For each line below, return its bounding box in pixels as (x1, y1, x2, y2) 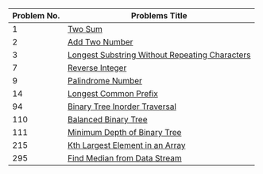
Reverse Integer (67, 63, 127, 73)
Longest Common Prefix (67, 88, 159, 99)
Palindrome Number (67, 75, 143, 86)
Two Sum (67, 24, 103, 34)
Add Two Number (67, 37, 133, 47)
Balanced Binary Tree (67, 114, 148, 125)
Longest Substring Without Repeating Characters (67, 49, 251, 60)
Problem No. (12, 10, 60, 21)
